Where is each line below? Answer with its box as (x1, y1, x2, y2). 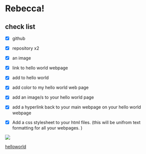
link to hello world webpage (12, 65, 69, 71)
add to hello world (12, 75, 49, 81)
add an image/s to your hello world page (12, 94, 94, 101)
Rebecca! (5, 3, 45, 14)
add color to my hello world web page (12, 84, 89, 91)
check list (5, 23, 36, 31)
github (12, 35, 25, 41)
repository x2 (12, 45, 40, 51)
